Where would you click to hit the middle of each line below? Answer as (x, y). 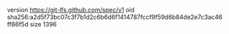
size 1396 (43, 24)
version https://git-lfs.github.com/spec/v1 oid (71, 10)
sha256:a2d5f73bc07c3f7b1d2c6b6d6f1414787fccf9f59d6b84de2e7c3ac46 (115, 17)
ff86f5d (18, 24)
